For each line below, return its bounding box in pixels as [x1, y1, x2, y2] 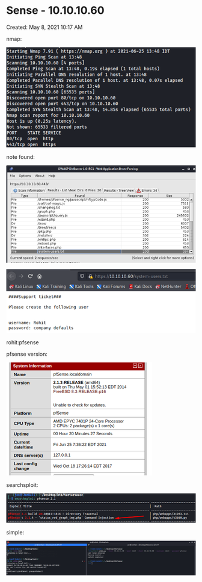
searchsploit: [6, 481, 38, 488]
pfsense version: [6, 350, 48, 358]
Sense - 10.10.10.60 [6, 4, 105, 17]
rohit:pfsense [6, 338, 39, 346]
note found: [6, 153, 35, 161]
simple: [6, 529, 25, 536]
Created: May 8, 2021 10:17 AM [6, 23, 83, 31]
